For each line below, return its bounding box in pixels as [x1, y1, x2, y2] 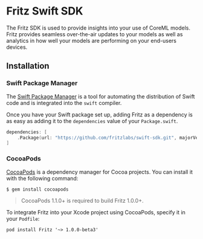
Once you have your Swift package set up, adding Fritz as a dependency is [6, 110, 193, 118]
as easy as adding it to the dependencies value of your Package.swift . [6, 117, 178, 124]
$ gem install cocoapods [6, 186, 69, 193]
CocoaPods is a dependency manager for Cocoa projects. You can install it [6, 168, 193, 176]
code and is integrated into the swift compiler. [6, 99, 122, 106]
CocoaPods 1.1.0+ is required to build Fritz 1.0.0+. [21, 197, 144, 205]
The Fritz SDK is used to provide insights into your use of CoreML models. [6, 24, 191, 31]
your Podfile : [6, 215, 40, 223]
